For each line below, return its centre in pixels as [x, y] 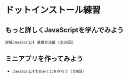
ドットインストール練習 [53, 10]
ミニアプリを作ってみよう [44, 59]
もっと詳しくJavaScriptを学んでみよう [64, 30]
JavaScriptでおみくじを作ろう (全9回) [48, 71]
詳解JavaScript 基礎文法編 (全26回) [40, 42]
